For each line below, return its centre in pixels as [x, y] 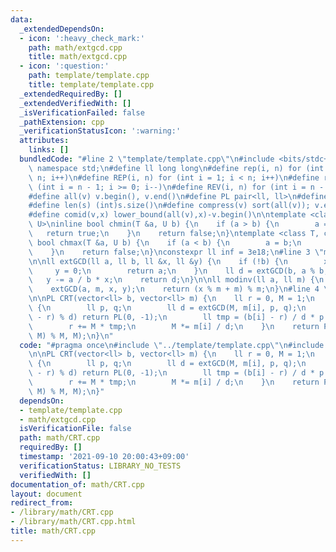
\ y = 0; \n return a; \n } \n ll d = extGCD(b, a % [171, 271]
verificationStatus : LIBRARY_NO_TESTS [100, 466]
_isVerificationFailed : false [82, 112]
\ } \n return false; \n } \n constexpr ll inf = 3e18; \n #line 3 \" [176, 252]
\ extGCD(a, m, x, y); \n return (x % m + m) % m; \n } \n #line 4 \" [180, 289]
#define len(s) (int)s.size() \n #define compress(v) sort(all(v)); [169, 206]
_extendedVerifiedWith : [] [75, 103]
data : [21, 19]
